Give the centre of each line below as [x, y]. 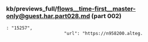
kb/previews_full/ [32, 9]
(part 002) [106, 16]
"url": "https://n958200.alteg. [103, 34]
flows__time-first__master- [96, 9]
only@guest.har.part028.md [48, 16]
